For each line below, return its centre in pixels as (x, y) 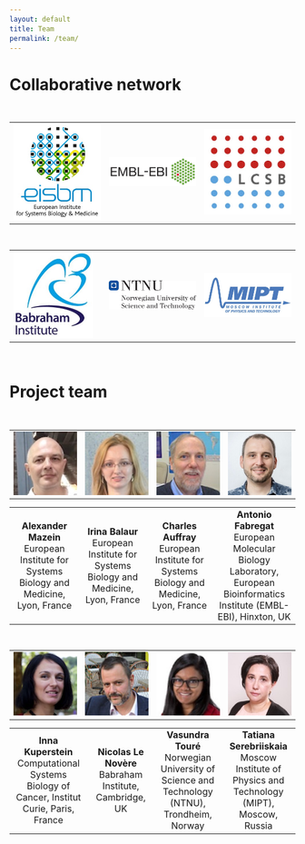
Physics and (259, 780)
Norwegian (188, 758)
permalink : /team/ (44, 38)
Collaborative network (95, 84)
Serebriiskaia (258, 747)
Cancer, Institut (49, 798)
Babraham (121, 775)
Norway (188, 826)
